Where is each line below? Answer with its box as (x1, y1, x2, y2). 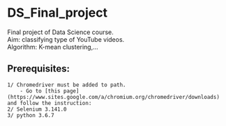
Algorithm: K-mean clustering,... (7, 42, 99, 51)
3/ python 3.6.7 (7, 111, 54, 119)
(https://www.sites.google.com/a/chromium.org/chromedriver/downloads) (7, 93, 220, 100)
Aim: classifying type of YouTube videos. (7, 35, 125, 43)
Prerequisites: (7, 63, 70, 74)
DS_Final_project (7, 5, 108, 21)
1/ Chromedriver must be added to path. (7, 81, 127, 88)
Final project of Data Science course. (7, 28, 114, 36)
